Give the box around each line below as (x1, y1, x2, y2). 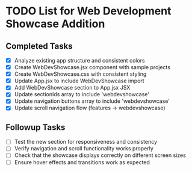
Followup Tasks (5, 122, 66, 132)
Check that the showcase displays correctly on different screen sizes (14, 152, 186, 159)
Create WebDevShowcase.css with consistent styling (14, 70, 147, 78)
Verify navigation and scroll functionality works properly (14, 145, 154, 152)
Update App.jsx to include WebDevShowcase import (14, 77, 145, 85)
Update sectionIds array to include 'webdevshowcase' (14, 91, 150, 98)
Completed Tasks (5, 41, 73, 51)
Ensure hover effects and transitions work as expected (14, 158, 150, 166)
